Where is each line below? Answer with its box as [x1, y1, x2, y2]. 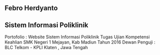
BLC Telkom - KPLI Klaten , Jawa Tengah [4, 45, 88, 51]
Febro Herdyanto [4, 4, 58, 12]
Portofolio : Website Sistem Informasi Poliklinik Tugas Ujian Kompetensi [4, 34, 150, 40]
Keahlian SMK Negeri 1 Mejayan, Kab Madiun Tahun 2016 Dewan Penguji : [4, 39, 156, 45]
